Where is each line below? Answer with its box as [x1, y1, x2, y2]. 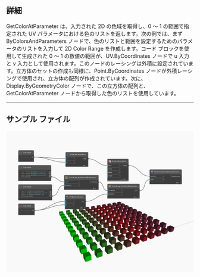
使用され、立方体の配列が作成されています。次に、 [21, 74, 146, 82]
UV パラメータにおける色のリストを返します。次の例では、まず [28, 30, 183, 37]
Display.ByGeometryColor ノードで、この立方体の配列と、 [6, 82, 149, 89]
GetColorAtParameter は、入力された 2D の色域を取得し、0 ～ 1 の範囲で [6, 23, 185, 30]
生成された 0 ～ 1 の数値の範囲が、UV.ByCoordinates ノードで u [21, 52, 177, 60]
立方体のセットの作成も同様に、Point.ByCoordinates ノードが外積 [15, 67, 177, 74]
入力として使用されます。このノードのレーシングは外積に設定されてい [17, 60, 189, 67]
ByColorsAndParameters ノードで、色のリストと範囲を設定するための [6, 38, 177, 45]
